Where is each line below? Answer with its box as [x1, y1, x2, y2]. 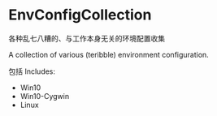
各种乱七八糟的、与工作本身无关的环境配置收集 [8, 33, 165, 43]
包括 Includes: [8, 67, 55, 76]
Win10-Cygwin [20, 91, 70, 101]
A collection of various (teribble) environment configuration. [8, 49, 209, 59]
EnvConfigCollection [8, 6, 152, 24]
